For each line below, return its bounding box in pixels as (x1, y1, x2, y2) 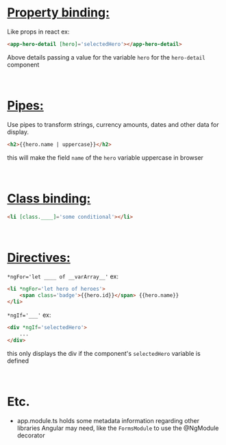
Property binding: (7, 5, 110, 21)
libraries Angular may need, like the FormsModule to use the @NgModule (16, 424, 219, 432)
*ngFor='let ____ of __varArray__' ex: (7, 272, 118, 280)
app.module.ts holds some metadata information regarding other (16, 416, 200, 424)
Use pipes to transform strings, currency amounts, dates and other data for (7, 120, 219, 128)
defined (7, 357, 29, 365)
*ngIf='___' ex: (7, 311, 51, 319)
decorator (16, 431, 46, 440)
